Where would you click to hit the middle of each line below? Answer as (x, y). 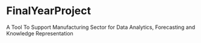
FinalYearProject (49, 11)
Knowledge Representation (40, 33)
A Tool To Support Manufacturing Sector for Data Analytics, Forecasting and (101, 27)
